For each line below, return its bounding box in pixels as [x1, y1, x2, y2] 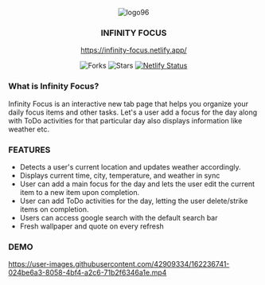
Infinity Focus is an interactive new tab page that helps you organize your [8, 99, 249, 108]
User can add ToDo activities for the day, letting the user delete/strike [19, 196, 248, 205]
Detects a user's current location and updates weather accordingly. [19, 162, 241, 171]
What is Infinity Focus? [8, 80, 99, 92]
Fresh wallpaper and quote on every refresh [19, 221, 165, 231]
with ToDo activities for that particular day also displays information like [8, 115, 243, 125]
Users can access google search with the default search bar [19, 213, 218, 222]
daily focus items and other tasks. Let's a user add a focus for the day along [8, 107, 258, 117]
